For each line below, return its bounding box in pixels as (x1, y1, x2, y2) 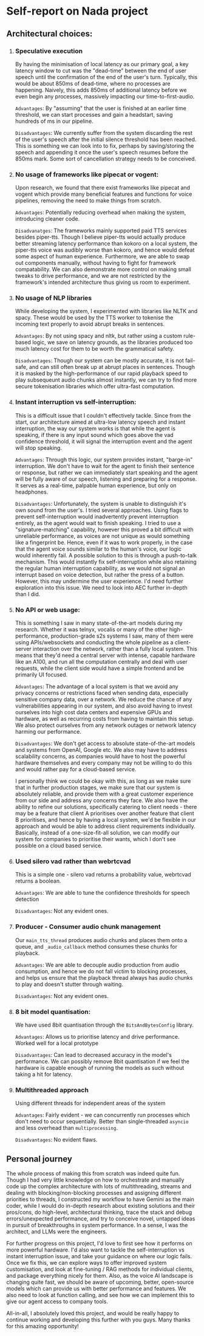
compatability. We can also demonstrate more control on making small (15, 266, 191, 273)
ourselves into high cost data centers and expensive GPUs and (15, 709, 173, 716)
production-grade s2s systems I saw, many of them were (50, 632, 194, 639)
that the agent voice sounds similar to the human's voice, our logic (15, 545, 182, 553)
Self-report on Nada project (6, 4, 149, 18)
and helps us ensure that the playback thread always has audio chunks (15, 974, 193, 981)
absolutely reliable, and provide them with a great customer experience (15, 790, 194, 797)
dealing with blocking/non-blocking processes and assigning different (6, 1190, 182, 1197)
